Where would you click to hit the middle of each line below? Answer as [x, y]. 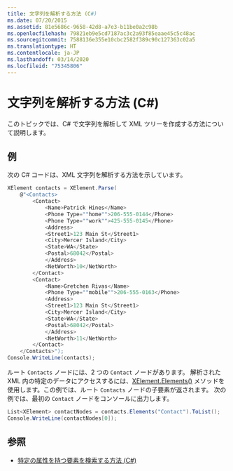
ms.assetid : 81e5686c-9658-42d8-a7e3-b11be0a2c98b [83, 27]
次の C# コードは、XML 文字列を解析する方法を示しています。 [97, 175]
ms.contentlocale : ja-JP [43, 53]
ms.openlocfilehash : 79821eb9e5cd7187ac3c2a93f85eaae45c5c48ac [101, 33]
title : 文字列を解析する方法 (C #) [52, 14]
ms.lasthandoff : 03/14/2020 [48, 60]
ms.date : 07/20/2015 [37, 20]
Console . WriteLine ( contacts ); [51, 358]
